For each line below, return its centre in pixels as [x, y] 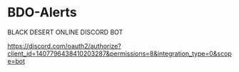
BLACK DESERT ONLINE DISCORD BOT [65, 32]
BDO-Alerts [42, 12]
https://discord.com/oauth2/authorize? [64, 46]
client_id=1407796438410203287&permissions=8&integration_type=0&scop [119, 53]
